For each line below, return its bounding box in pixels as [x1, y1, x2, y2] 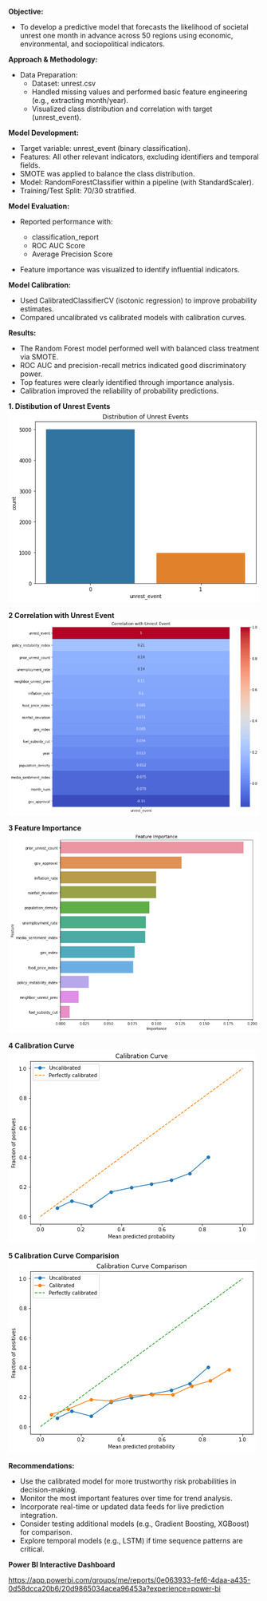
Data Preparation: [19, 70, 78, 79]
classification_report [31, 232, 100, 242]
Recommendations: [8, 1461, 75, 1471]
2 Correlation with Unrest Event [8, 610, 115, 620]
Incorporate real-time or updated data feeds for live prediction [19, 1502, 225, 1512]
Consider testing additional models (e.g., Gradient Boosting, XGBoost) [19, 1519, 249, 1528]
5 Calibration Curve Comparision [8, 1251, 120, 1261]
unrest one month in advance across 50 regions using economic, [19, 31, 234, 40]
